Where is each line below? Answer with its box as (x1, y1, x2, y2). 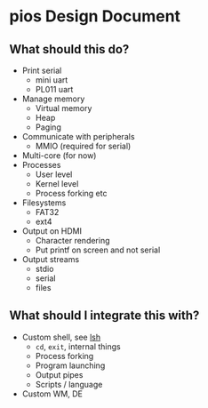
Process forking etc (35, 188, 108, 198)
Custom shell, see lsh (21, 332, 101, 342)
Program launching (35, 360, 106, 371)
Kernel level (35, 179, 79, 188)
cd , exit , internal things (35, 340, 122, 352)
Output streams (21, 254, 80, 264)
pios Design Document (9, 6, 180, 27)
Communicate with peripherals (21, 132, 135, 141)
